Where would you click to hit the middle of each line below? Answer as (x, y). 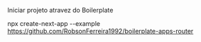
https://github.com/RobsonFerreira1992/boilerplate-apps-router (101, 31)
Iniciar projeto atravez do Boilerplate (60, 10)
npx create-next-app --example (54, 23)
